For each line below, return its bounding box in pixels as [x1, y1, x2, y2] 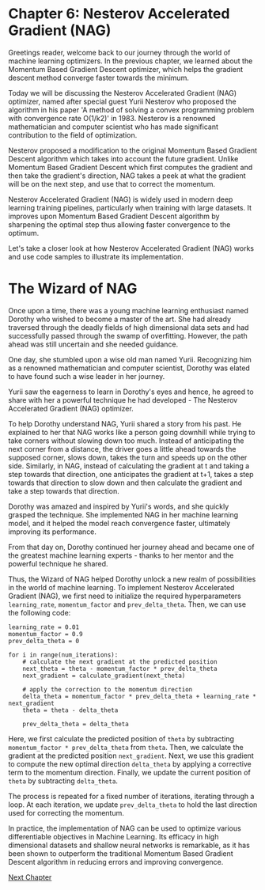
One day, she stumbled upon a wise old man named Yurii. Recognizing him [8, 354, 252, 364]
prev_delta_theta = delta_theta [22, 720, 129, 728]
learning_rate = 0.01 [8, 623, 80, 631]
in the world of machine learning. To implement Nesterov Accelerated [8, 582, 235, 592]
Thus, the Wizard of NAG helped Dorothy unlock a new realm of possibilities [8, 574, 256, 584]
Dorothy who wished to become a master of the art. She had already [8, 314, 232, 324]
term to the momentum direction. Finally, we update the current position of [8, 767, 251, 777]
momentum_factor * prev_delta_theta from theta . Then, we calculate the [8, 742, 244, 752]
